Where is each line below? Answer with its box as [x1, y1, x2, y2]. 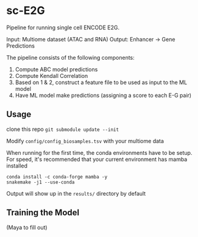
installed [6, 162, 28, 169]
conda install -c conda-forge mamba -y [6, 174, 108, 180]
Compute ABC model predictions [15, 65, 98, 73]
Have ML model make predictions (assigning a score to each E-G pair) [15, 91, 192, 99]
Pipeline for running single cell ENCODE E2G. [6, 24, 120, 31]
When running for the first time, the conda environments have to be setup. [6, 149, 193, 156]
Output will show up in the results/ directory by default [6, 189, 146, 197]
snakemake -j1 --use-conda [6, 179, 75, 185]
